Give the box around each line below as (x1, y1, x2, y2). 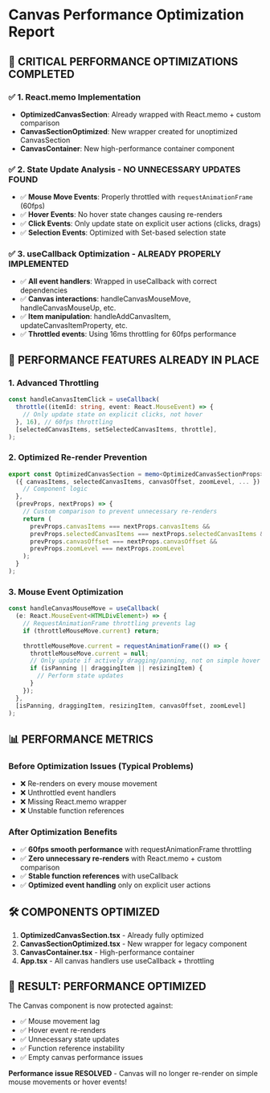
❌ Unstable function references (19, 806, 125, 816)
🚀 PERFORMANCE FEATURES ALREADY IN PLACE (8, 353, 260, 366)
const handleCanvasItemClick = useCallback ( (8, 395, 160, 403)
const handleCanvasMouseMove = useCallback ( (8, 604, 160, 612)
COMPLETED (8, 67, 75, 81)
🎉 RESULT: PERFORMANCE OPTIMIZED (8, 979, 207, 993)
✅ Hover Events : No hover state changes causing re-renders (19, 210, 223, 219)
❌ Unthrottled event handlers (19, 788, 117, 797)
